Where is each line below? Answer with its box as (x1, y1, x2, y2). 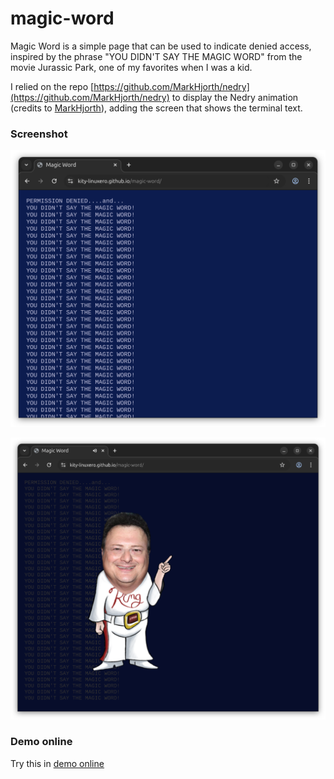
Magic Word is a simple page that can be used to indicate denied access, (10, 40, 312, 52)
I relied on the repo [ (10, 80, 95, 92)
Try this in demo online (10, 757, 105, 769)
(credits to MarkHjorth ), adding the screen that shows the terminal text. (10, 102, 303, 114)
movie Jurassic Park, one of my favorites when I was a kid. (10, 61, 253, 73)
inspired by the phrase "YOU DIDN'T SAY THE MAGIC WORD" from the (10, 50, 303, 62)
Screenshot (10, 127, 68, 141)
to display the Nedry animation (171, 91, 299, 103)
